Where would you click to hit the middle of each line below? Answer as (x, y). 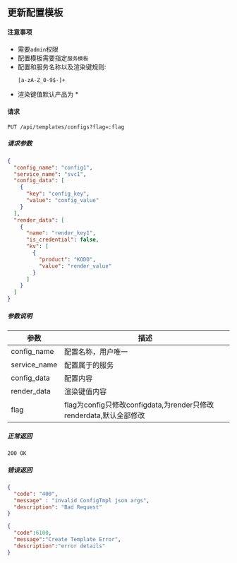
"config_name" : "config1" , (53, 167)
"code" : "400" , (36, 494)
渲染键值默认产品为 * (48, 94)
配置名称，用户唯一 (96, 352)
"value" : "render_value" (75, 266)
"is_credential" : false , (62, 240)
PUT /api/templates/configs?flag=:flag (66, 127)
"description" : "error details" (60, 546)
